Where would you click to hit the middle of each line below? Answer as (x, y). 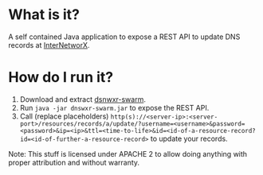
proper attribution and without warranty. (74, 162)
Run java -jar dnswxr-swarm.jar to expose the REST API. (114, 107)
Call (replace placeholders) (64, 116)
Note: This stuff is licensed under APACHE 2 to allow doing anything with (128, 154)
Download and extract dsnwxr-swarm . (82, 99)
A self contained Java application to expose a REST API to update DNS (124, 37)
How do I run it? (61, 78)
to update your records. (189, 138)
